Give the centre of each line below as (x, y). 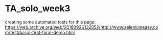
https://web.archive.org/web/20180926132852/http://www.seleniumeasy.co (81, 27)
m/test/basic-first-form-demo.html (40, 32)
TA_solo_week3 (38, 9)
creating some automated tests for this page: (50, 22)
